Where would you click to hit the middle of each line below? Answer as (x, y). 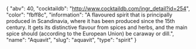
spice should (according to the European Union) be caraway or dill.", (90, 34)
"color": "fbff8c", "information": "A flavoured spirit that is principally (89, 15)
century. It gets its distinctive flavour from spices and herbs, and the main (97, 27)
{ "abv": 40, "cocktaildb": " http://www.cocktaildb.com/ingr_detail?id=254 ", (98, 9)
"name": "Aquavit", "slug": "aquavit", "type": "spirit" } (71, 40)
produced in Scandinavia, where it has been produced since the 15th (91, 21)
